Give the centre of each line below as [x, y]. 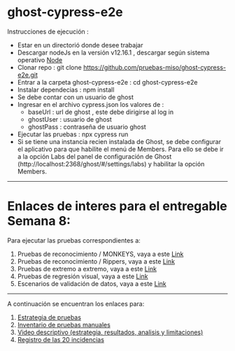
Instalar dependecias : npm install [66, 89]
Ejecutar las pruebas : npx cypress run [73, 134]
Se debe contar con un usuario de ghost [76, 97]
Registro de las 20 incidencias [61, 339]
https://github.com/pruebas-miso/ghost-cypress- [154, 67]
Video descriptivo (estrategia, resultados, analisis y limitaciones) [110, 332]
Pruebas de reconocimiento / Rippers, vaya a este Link [96, 261]
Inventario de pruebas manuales [64, 324]
